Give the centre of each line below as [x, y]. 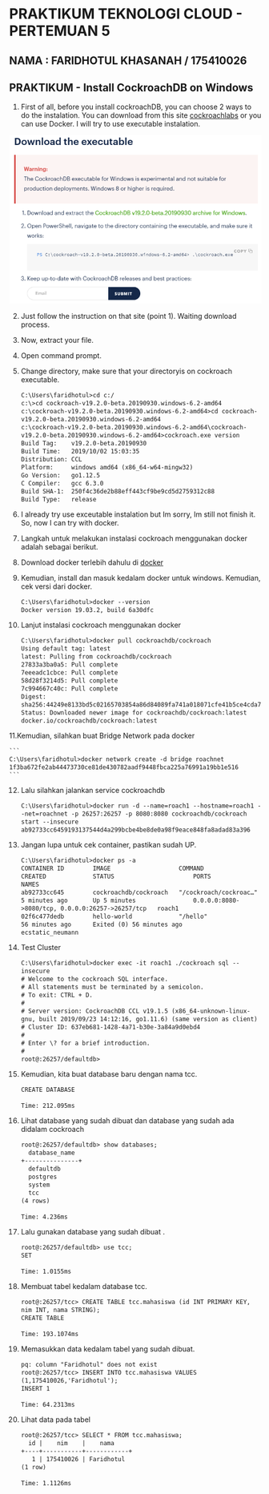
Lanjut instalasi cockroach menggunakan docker [101, 625]
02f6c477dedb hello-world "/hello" [114, 917]
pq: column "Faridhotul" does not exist [89, 1365]
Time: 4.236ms [44, 1217]
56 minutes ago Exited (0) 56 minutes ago [101, 925]
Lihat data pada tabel [56, 1420]
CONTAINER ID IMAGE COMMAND [112, 869]
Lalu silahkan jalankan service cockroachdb [93, 791]
